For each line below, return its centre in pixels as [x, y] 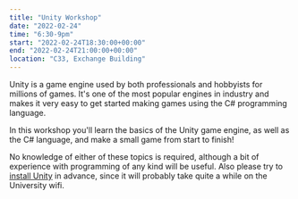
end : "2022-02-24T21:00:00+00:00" [74, 51]
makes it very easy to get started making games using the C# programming [149, 103]
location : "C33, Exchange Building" [77, 59]
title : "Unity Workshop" [55, 17]
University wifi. [37, 185]
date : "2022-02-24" [46, 26]
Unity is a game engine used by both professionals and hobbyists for [136, 84]
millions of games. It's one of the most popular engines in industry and [139, 94]
